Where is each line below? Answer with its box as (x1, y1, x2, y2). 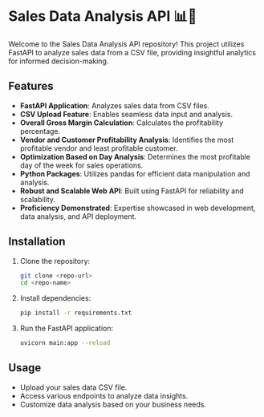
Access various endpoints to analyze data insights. (19, 391, 189, 400)
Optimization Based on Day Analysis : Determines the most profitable (19, 152, 251, 161)
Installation (8, 235, 66, 249)
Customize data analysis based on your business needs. (19, 399, 207, 409)
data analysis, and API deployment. (19, 211, 137, 221)
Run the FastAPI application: (19, 323, 114, 334)
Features (8, 79, 54, 93)
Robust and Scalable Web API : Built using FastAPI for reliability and (19, 186, 244, 196)
